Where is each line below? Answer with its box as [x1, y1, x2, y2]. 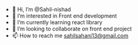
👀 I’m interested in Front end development [12, 12, 117, 19]
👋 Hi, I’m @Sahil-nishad [12, 6, 71, 13]
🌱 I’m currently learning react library [12, 19, 103, 26]
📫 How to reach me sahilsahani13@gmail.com [12, 32, 129, 39]
